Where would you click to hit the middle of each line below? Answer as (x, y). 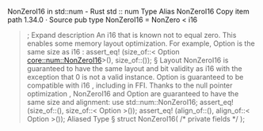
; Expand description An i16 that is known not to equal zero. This (131, 35)
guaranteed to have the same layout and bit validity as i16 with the (134, 69)
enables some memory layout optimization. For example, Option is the (141, 43)
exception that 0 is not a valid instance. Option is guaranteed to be (135, 77)
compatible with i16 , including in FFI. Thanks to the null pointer (130, 85)
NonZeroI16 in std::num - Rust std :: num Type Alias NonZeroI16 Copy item (129, 11)
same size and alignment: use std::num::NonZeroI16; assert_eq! (130, 102)
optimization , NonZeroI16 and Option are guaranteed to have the (133, 94)
